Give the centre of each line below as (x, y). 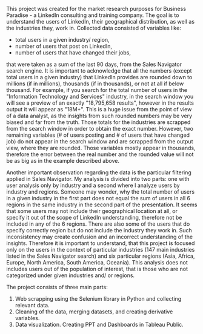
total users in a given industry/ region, (62, 40)
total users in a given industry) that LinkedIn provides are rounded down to (99, 77)
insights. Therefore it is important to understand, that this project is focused (101, 243)
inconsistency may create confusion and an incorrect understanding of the (99, 237)
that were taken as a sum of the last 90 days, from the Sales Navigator (94, 64)
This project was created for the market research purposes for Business (96, 9)
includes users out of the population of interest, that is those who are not (97, 269)
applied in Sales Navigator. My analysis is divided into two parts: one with (98, 179)
